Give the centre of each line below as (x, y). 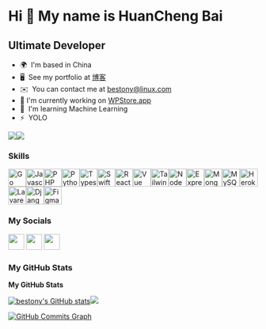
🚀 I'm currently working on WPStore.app (85, 100)
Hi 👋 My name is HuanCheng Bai (116, 16)
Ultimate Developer (57, 45)
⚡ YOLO (33, 117)
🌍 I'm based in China (56, 65)
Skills (19, 156)
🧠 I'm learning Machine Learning (74, 109)
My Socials (30, 221)
